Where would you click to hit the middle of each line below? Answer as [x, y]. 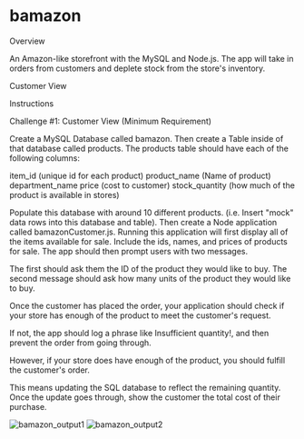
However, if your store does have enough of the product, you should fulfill [147, 360]
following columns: [44, 158]
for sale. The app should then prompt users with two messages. [128, 251]
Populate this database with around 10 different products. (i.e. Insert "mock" [152, 212]
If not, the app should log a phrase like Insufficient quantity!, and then [139, 333]
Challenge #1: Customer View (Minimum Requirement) [110, 121]
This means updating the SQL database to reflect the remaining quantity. [145, 387]
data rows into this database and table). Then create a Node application [143, 222]
